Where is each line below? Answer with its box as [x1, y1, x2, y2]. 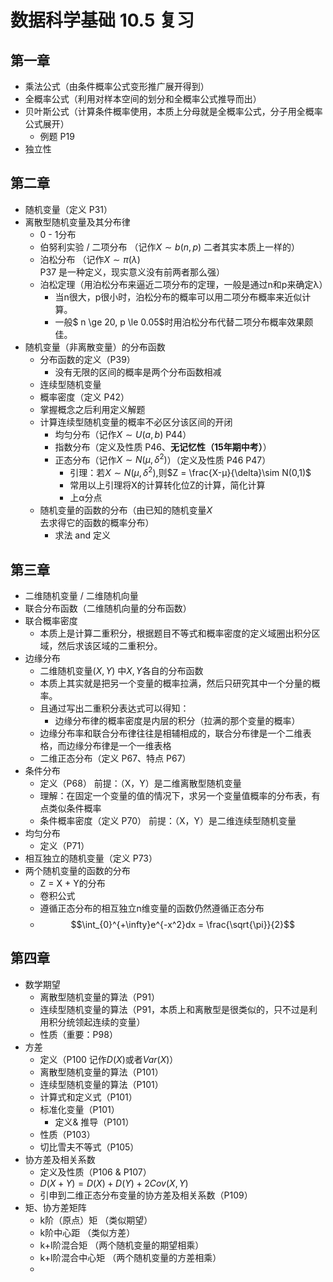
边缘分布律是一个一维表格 [66, 739, 172, 751]
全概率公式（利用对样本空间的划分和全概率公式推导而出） [24, 93, 262, 105]
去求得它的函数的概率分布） [39, 517, 155, 529]
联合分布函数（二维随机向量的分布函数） [24, 602, 192, 614]
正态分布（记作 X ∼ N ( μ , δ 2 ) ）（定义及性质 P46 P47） [54, 452, 272, 466]
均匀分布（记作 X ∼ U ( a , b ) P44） [54, 428, 192, 440]
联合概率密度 [24, 614, 78, 626]
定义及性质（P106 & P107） [39, 1166, 152, 1178]
